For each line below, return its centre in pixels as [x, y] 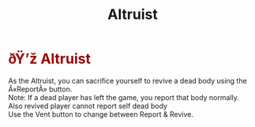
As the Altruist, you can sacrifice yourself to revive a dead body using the [127, 80]
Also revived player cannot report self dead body [88, 106]
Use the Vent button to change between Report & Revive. [101, 114]
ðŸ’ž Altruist [49, 59]
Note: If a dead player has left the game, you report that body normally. [124, 97]
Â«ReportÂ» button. [40, 89]
